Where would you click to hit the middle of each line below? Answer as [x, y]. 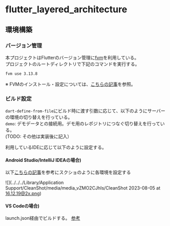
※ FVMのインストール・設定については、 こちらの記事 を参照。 [70, 84]
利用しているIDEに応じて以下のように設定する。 [56, 148]
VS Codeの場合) [23, 206]
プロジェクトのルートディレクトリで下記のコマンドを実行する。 [72, 64]
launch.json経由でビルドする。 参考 [43, 218]
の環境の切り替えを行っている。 [39, 117]
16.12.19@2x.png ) [24, 194]
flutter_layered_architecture [66, 9]
